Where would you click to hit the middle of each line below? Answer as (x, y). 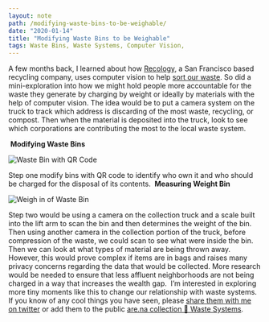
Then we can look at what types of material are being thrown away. (120, 250)
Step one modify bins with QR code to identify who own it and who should (131, 175)
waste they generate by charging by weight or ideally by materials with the (132, 94)
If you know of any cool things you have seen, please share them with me (130, 301)
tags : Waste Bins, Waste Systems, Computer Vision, (96, 46)
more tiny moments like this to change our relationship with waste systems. (132, 292)
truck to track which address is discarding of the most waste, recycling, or (131, 111)
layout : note (30, 16)
